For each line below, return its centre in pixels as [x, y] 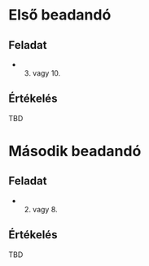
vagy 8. [45, 209]
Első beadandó [60, 15]
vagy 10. [46, 73]
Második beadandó [75, 151]
